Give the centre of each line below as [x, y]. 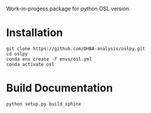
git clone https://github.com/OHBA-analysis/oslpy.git [76, 48]
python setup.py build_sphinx [44, 104]
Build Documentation [60, 88]
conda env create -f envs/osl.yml [49, 59]
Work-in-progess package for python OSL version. [69, 9]
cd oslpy [17, 54]
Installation [35, 33]
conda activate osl [30, 64]
